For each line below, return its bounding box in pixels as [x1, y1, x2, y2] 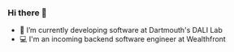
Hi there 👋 [7, 7, 48, 18]
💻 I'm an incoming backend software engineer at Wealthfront [19, 34, 227, 44]
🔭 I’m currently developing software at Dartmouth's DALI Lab [19, 26, 223, 35]
